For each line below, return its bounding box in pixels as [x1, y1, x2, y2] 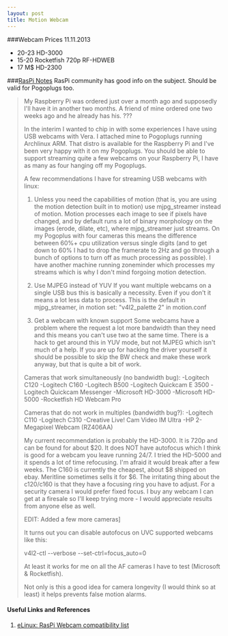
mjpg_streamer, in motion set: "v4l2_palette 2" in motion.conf [33, 303, 207, 311]
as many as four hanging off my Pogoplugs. [23, 161, 147, 169]
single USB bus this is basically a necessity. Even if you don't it [33, 289, 212, 297]
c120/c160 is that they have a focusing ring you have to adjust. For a [23, 480, 215, 488]
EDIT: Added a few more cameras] [23, 515, 121, 523]
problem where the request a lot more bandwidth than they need [33, 323, 216, 332]
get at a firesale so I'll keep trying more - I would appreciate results [23, 494, 213, 502]
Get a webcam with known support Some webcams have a [33, 316, 200, 324]
